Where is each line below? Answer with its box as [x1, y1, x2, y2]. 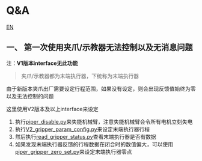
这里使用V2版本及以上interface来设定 [6, 105, 99, 112]
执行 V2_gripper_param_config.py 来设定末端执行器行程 [14, 126, 150, 133]
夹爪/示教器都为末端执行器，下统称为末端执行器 [20, 72, 139, 79]
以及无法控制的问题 [6, 93, 54, 100]
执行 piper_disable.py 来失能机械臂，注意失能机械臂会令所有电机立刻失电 [14, 118, 193, 125]
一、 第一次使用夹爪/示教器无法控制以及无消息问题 [6, 43, 194, 53]
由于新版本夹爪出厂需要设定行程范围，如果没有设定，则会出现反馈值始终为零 [6, 85, 196, 92]
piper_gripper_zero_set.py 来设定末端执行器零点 [14, 148, 132, 155]
